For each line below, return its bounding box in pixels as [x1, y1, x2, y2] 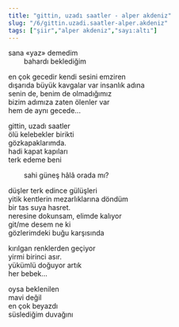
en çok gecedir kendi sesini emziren [8, 72, 127, 82]
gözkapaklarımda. [8, 138, 67, 148]
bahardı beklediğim [23, 56, 87, 66]
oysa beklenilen [8, 284, 59, 294]
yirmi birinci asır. [8, 252, 62, 262]
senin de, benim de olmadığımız [8, 89, 112, 99]
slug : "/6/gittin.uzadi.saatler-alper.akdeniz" [8, 19, 169, 27]
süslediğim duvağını [8, 309, 74, 319]
